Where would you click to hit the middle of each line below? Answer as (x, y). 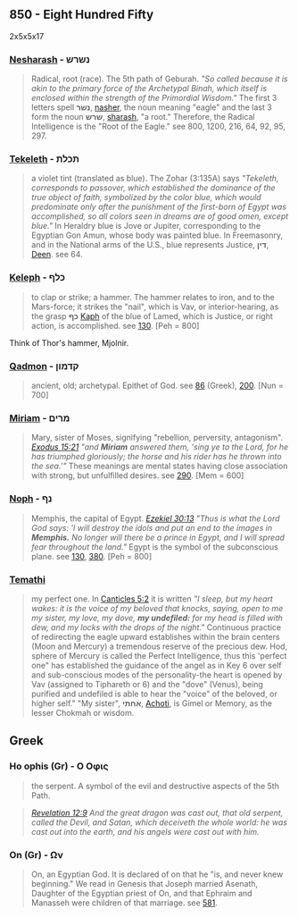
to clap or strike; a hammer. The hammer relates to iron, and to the (153, 297)
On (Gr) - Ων (37, 854)
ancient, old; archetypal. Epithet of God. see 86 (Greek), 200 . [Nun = (157, 385)
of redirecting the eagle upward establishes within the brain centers (155, 636)
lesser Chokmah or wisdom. (83, 712)
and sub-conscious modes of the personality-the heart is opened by (157, 675)
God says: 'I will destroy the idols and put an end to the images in (152, 527)
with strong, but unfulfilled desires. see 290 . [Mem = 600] (137, 475)
